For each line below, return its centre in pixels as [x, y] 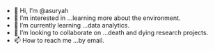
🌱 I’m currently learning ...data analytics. [72, 25]
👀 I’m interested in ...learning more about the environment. [97, 18]
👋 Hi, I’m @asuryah [41, 11]
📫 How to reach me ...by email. [59, 40]
